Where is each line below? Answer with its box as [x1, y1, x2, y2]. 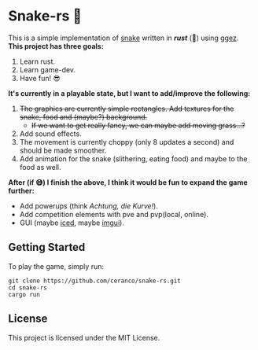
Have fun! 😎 [19, 73, 61, 83]
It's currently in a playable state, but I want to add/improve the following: [8, 88, 251, 98]
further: [8, 186, 35, 195]
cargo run [8, 290, 41, 298]
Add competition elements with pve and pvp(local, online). [19, 209, 208, 219]
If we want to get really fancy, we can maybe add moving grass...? [31, 120, 245, 130]
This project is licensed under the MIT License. [8, 333, 160, 342]
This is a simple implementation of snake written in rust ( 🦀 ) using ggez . [8, 33, 239, 42]
